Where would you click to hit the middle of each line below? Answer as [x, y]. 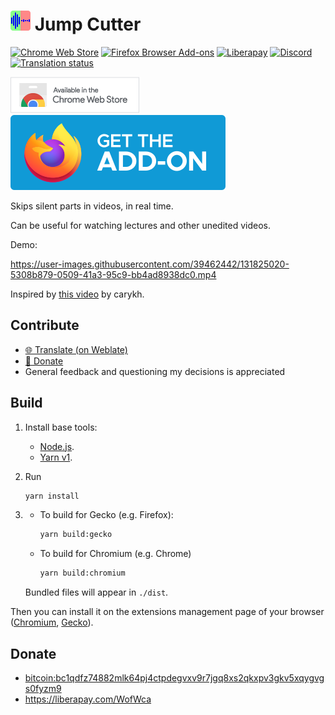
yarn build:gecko [76, 535]
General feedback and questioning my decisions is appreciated [155, 371]
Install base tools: [61, 427]
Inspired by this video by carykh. [77, 294]
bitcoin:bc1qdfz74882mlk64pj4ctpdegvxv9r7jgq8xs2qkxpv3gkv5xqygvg [174, 678]
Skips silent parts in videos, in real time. [92, 206]
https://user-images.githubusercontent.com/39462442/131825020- [150, 264]
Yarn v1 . [56, 457]
